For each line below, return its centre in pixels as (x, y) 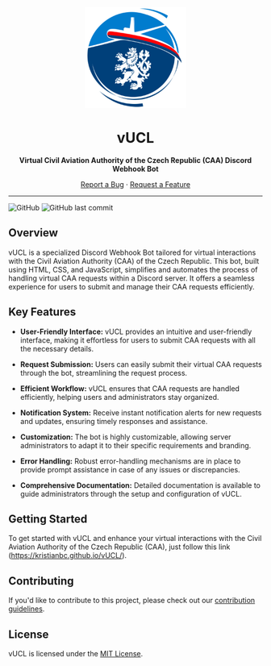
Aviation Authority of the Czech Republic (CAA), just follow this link (119, 547)
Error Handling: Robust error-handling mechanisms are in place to (130, 461)
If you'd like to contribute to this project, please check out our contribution (132, 601)
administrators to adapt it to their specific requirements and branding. (135, 445)
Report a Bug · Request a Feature (135, 184)
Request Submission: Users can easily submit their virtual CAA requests (141, 364)
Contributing (41, 581)
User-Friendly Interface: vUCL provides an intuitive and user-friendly (136, 331)
